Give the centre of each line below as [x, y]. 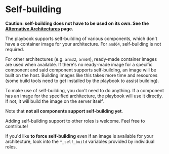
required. [15, 49]
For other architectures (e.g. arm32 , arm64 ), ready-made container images [81, 59]
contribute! [17, 126]
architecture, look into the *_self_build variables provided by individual [80, 141]
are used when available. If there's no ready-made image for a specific [79, 64]
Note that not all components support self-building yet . [64, 111]
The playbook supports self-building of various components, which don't [81, 38]
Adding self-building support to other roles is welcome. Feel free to [75, 121]
